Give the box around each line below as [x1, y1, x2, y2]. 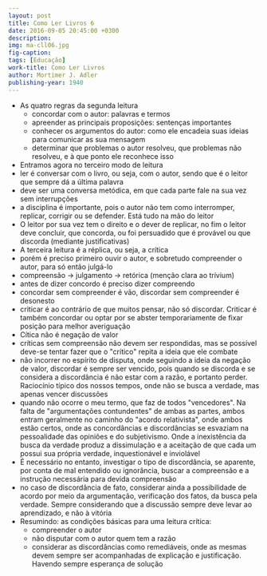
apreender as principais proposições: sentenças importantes [31, 117, 232, 127]
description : [8, 34, 52, 42]
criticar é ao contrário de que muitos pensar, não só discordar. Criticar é [19, 304, 257, 314]
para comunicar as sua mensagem [31, 134, 146, 144]
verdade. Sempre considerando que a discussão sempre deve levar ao [19, 499, 253, 509]
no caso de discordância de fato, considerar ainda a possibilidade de [19, 483, 247, 492]
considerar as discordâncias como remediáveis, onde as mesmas [31, 542, 247, 551]
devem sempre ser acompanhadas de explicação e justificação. [31, 550, 241, 560]
